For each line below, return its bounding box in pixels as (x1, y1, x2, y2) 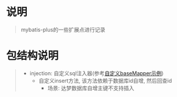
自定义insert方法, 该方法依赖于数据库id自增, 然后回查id (38, 77, 172, 84)
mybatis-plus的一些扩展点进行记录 (20, 26, 105, 33)
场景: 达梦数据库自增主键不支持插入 (47, 84, 135, 92)
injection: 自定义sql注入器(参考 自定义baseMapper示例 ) (29, 69, 164, 77)
